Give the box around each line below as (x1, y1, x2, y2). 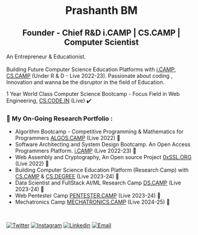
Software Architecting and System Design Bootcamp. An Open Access (14, 141, 191, 148)
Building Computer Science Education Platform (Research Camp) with (14, 166, 189, 174)
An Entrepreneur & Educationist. (6, 53, 86, 60)
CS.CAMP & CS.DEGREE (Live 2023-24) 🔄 (14, 173, 120, 180)
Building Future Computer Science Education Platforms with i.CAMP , (6, 66, 176, 73)
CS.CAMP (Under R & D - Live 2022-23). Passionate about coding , (6, 72, 173, 79)
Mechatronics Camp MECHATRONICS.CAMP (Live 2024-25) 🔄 (14, 198, 170, 205)
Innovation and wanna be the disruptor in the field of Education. (6, 79, 165, 86)
